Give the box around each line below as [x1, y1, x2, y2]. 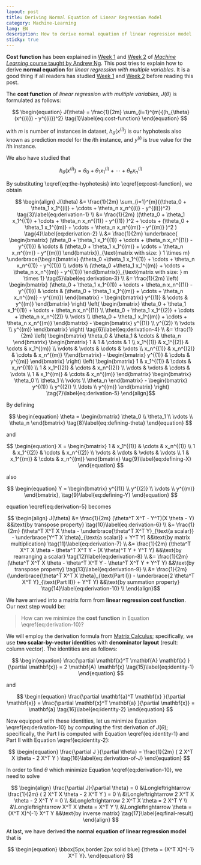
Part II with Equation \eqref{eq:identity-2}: [6, 736, 110, 744]
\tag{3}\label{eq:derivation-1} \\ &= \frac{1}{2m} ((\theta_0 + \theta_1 [17, 211, 185, 218]
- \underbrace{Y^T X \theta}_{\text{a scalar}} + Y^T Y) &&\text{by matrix [11, 533, 190, 541]
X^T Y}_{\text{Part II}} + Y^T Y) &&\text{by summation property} [22, 578, 180, 586]
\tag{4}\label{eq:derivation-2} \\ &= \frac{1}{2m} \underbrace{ [23, 229, 178, 237]
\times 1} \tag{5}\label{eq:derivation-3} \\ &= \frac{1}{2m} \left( [23, 275, 179, 282]
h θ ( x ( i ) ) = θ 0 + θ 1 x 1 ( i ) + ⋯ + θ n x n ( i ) [59, 166, 143, 175]
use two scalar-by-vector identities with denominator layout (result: [6, 639, 178, 646]
